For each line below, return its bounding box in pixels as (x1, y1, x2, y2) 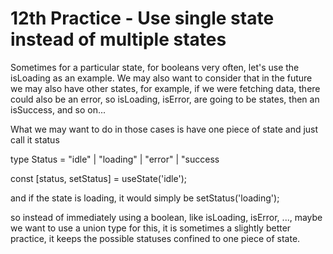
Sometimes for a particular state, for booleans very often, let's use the (10, 61, 300, 73)
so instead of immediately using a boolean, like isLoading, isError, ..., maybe (10, 211, 323, 223)
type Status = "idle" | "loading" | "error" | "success (10, 153, 220, 165)
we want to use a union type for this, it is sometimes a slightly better (10, 222, 292, 234)
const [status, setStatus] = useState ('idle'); (10, 172, 187, 184)
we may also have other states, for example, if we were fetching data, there (10, 82, 321, 94)
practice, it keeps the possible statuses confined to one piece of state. (10, 232, 301, 244)
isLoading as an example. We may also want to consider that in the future (10, 72, 313, 84)
